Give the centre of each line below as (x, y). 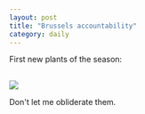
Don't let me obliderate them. (63, 102)
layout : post (33, 17)
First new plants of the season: (66, 60)
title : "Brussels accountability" (73, 26)
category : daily (39, 34)
